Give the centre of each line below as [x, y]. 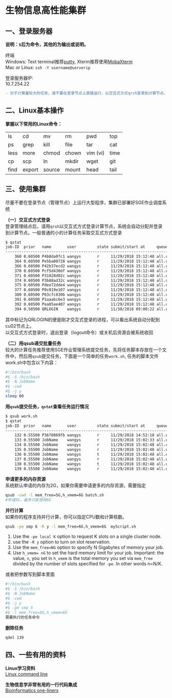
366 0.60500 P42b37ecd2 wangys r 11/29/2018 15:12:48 [84, 266]
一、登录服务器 [29, 31]
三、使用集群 [26, 189]
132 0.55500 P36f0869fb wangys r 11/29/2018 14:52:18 [84, 435]
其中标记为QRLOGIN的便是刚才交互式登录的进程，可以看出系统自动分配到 [83, 319]
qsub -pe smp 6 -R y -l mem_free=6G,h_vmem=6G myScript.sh [71, 527]
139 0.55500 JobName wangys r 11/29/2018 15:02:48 [84, 469]
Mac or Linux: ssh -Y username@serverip [48, 67]
